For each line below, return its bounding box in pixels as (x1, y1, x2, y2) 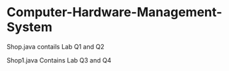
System (6, 19, 53, 35)
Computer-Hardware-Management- (6, 4, 223, 20)
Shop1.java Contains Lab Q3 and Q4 (6, 56, 112, 64)
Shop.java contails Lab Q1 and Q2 (6, 42, 105, 51)
